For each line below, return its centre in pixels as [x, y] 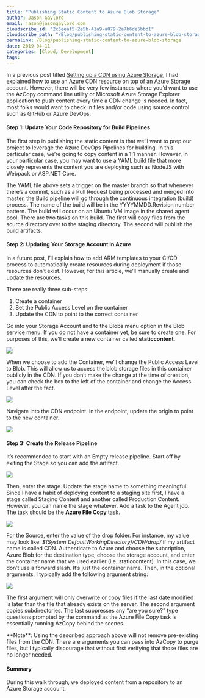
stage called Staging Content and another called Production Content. [93, 499]
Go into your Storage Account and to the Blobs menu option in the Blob [95, 326]
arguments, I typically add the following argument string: [77, 574]
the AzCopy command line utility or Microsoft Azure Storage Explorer [93, 94]
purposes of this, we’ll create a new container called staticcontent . [91, 339]
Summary [19, 669]
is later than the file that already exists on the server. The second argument [101, 604]
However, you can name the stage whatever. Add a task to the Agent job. [98, 506]
